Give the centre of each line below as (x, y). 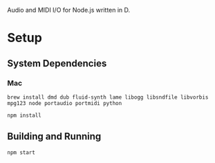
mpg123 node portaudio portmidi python (65, 103)
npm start (21, 152)
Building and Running (54, 136)
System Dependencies (57, 63)
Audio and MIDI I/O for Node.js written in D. (69, 10)
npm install (24, 115)
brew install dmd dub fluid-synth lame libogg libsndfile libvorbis (108, 97)
